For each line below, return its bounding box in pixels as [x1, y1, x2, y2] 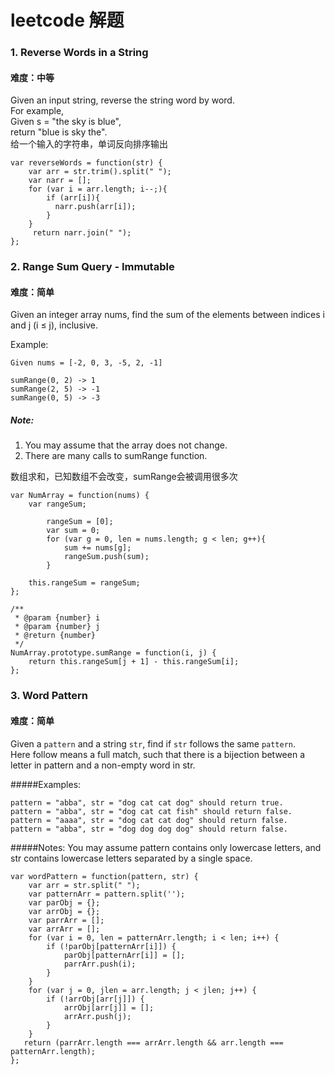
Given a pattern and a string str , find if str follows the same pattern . [10, 737, 297, 750]
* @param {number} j [14, 622, 101, 632]
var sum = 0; [46, 526, 101, 536]
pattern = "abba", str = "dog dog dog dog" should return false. [10, 824, 288, 834]
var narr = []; [28, 176, 92, 186]
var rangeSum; [28, 499, 87, 510]
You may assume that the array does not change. [24, 439, 228, 451]
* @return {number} [14, 631, 97, 641]
